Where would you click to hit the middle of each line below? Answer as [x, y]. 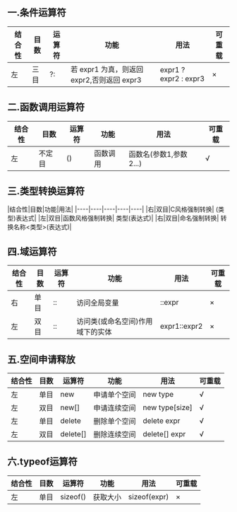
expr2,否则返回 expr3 [106, 80]
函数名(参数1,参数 [158, 154]
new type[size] [168, 407]
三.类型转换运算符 [46, 191]
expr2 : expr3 [182, 78]
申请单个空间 [115, 395]
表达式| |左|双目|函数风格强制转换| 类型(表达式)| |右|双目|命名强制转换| [117, 219]
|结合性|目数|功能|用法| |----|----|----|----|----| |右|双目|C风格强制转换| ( [113, 209]
